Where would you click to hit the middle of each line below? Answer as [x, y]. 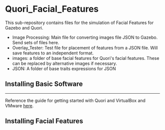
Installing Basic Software [44, 84]
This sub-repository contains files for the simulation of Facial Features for [79, 23]
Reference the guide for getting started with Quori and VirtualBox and [75, 100]
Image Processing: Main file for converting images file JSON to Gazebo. [85, 37]
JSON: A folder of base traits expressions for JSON [64, 68]
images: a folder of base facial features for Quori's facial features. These [86, 58]
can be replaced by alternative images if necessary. [64, 63]
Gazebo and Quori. [24, 27]
